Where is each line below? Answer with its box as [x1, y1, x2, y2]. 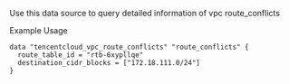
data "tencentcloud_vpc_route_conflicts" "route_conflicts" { [9, 42, 249, 51]
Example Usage [9, 25, 68, 35]
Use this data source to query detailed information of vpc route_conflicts [9, 8, 281, 18]
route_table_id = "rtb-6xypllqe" [17, 51, 144, 60]
